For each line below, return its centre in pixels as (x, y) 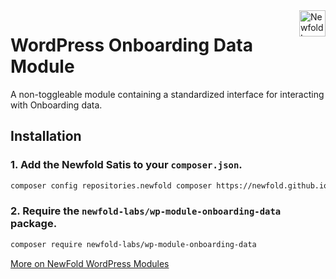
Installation (46, 136)
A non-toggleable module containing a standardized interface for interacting (167, 94)
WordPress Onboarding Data (131, 45)
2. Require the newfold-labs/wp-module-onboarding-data (146, 211)
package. (34, 224)
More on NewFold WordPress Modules (90, 263)
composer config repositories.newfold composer (111, 185)
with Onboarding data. (56, 105)
